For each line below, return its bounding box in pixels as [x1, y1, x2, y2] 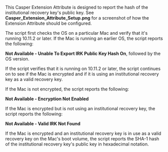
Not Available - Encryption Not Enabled [5, 96, 89, 102]
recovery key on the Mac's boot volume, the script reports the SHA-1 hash [5, 136, 159, 141]
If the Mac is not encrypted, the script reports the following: [5, 86, 130, 92]
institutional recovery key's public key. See [5, 10, 94, 16]
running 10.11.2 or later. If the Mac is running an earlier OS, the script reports [5, 35, 163, 41]
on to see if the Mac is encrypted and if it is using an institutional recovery [5, 71, 159, 77]
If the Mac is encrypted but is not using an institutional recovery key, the [5, 106, 155, 111]
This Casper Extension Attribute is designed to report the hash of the [5, 5, 148, 10]
